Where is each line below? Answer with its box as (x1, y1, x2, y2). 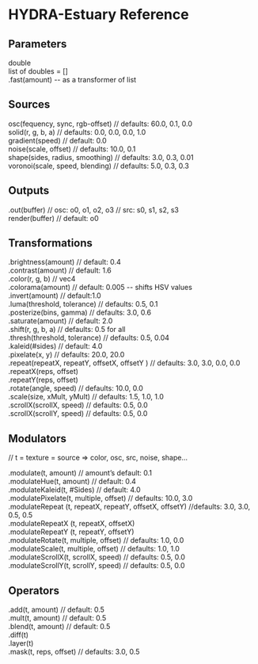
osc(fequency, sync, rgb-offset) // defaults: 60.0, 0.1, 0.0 (8, 119, 192, 128)
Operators (8, 584, 60, 597)
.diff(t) (8, 630, 29, 639)
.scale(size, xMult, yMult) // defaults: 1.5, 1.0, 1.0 (8, 392, 165, 402)
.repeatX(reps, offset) (8, 367, 79, 376)
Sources (8, 97, 51, 112)
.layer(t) (8, 639, 34, 648)
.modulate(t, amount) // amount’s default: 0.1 (8, 468, 153, 478)
